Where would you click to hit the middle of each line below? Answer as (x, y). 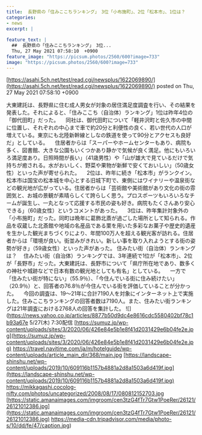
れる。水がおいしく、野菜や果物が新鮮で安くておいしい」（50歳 (111, 165)
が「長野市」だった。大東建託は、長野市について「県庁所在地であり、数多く (101, 263)
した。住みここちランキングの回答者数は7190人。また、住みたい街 (88, 301)
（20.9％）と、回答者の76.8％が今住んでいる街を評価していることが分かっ (99, 286)
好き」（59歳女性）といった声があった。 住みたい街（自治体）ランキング (106, 248)
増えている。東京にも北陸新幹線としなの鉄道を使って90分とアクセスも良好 (99, 135)
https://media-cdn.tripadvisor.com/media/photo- (112, 419)
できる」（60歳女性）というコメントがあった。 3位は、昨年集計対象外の (97, 210)
